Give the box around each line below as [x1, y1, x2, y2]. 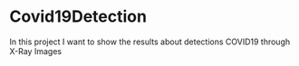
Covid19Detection [9, 6, 148, 27]
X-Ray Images [9, 45, 62, 56]
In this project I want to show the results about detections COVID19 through [9, 36, 291, 47]
